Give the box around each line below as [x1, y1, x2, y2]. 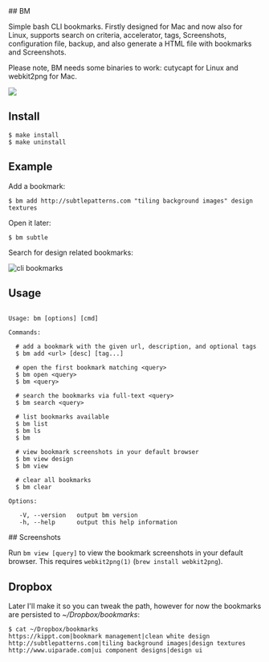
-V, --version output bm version [18, 512, 138, 520]
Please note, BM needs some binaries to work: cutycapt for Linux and [8, 63, 238, 72]
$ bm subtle [8, 233, 48, 242]
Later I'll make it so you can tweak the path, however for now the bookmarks [8, 601, 262, 611]
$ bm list [15, 420, 48, 428]
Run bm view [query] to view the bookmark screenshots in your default [8, 548, 243, 558]
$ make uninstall [8, 138, 67, 146]
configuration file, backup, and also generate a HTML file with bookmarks [8, 39, 252, 48]
